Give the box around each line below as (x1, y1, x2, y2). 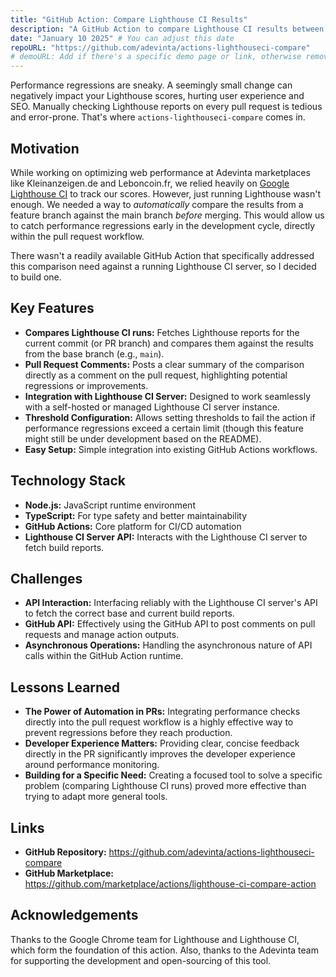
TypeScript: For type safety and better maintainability (24, 509, 247, 521)
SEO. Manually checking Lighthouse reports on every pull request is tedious (10, 101, 323, 113)
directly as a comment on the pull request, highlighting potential (24, 369, 288, 381)
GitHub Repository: (24, 846, 107, 858)
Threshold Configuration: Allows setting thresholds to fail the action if (24, 411, 316, 423)
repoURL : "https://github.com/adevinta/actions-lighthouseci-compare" (10, 42, 311, 53)
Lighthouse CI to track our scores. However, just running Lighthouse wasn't (10, 187, 322, 200)
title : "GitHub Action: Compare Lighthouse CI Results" (10, 14, 248, 25)
